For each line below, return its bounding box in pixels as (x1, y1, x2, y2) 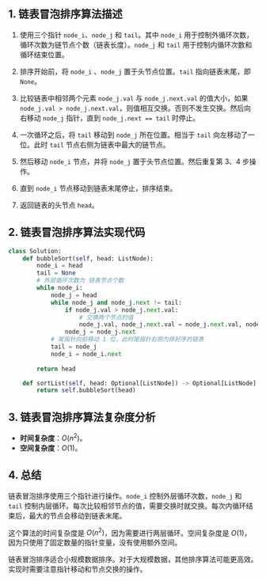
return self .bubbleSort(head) (36, 386, 136, 394)
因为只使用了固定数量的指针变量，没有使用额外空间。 (8, 537, 182, 548)
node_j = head (50, 291, 97, 299)
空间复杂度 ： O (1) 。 (19, 442, 82, 453)
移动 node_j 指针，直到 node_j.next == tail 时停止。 (26, 113, 200, 123)
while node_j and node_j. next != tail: (50, 298, 182, 306)
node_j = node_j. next (64, 328, 136, 336)
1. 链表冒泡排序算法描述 (8, 7, 123, 21)
